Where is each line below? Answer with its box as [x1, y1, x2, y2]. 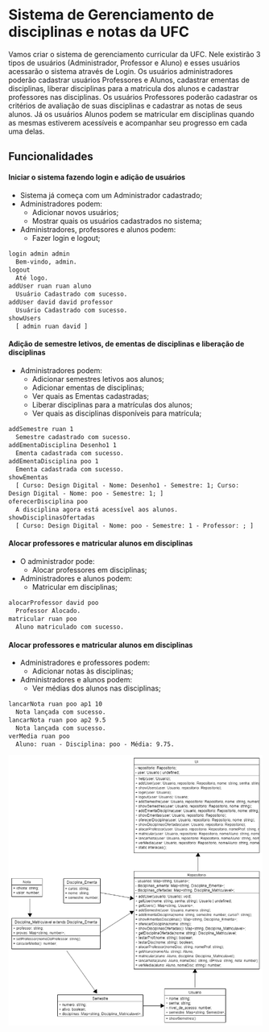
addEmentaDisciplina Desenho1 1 [8, 441, 117, 449]
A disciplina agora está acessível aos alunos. [15, 505, 179, 513]
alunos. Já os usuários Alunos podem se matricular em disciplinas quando [8, 109, 255, 118]
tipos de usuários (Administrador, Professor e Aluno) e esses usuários [8, 58, 240, 68]
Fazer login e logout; [31, 233, 101, 242]
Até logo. [15, 274, 48, 282]
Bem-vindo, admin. [15, 258, 78, 266]
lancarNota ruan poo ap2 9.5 [8, 716, 106, 724]
